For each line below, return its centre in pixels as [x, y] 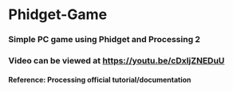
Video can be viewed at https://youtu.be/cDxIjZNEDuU [116, 61]
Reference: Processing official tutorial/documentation [100, 79]
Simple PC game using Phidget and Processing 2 [105, 40]
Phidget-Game [58, 15]
